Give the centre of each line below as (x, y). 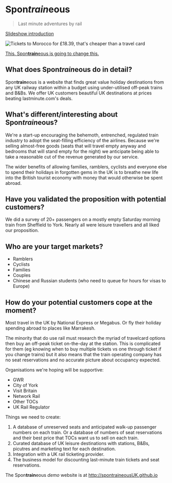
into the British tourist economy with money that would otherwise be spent (84, 178)
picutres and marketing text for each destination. (64, 449)
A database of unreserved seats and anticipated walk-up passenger (84, 427)
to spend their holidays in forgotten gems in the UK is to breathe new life (82, 172)
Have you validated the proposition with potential (86, 199)
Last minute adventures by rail (50, 24)
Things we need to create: (33, 417)
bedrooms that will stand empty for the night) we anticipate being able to (82, 151)
